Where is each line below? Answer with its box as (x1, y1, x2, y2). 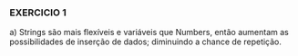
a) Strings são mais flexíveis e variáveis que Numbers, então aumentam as (9, 27, 289, 38)
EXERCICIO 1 (9, 6, 67, 19)
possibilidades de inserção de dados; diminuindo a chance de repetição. (9, 36, 283, 47)
